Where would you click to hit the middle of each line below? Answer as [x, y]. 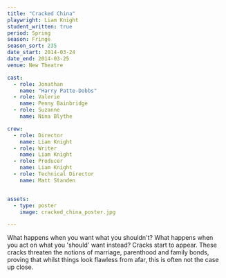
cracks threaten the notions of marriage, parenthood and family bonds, [108, 252]
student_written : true [40, 26]
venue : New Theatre [35, 65]
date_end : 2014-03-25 [38, 59]
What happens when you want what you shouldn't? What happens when [110, 238]
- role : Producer [38, 161]
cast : [15, 78]
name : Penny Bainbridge [54, 104]
